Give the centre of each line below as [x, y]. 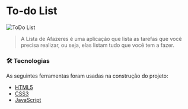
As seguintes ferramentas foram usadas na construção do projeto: [87, 76]
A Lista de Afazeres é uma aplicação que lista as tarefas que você [101, 39]
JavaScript [28, 100]
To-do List [32, 11]
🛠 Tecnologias [28, 60]
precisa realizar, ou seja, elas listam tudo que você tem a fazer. [98, 45]
